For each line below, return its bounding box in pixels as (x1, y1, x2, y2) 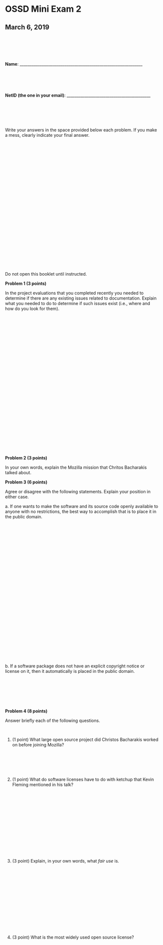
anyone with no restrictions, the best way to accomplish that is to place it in (5, 509, 157, 514)
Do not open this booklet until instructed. (5, 271, 87, 277)
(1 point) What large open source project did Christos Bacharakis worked (12, 737, 159, 742)
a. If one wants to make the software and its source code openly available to (5, 504, 159, 509)
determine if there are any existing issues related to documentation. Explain (5, 295, 157, 301)
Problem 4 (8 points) (5, 708, 48, 714)
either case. (5, 494, 29, 500)
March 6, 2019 (5, 23, 50, 31)
